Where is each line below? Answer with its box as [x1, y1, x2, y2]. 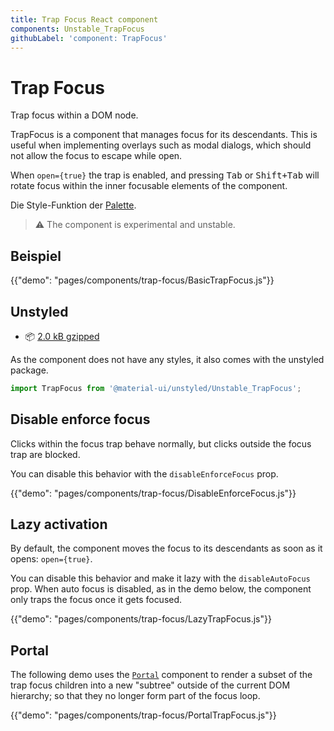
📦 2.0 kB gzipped [24, 330, 100, 342]
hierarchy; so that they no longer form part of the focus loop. [10, 690, 261, 702]
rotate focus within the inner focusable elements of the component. [10, 180, 288, 192]
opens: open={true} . [10, 553, 93, 565]
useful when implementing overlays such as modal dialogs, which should [10, 139, 312, 151]
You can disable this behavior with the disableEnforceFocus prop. [10, 467, 279, 480]
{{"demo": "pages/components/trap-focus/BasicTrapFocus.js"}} [10, 274, 275, 286]
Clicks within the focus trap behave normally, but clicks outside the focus [10, 437, 312, 450]
